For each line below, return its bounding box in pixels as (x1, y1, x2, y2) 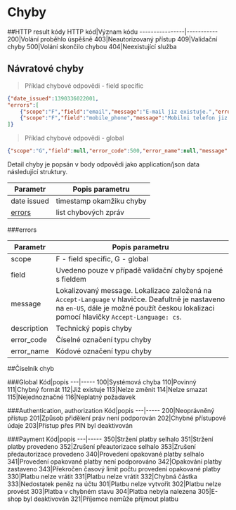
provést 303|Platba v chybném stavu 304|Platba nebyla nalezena (7, 488, 197, 495)
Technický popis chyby (55, 324, 132, 333)
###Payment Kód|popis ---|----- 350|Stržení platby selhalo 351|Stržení (7, 435, 214, 443)
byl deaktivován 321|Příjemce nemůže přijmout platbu (23, 495, 179, 503)
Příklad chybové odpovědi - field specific (24, 81, 144, 90)
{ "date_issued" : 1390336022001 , (7, 95, 99, 102)
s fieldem (55, 275, 86, 284)
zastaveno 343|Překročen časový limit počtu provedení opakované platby (7, 465, 221, 473)
